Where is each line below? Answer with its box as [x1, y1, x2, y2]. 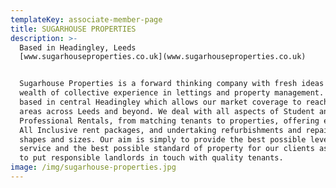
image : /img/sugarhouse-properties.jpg [10, 162, 177, 173]
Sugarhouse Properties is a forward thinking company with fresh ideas [19, 79, 325, 89]
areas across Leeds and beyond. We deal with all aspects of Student [19, 106, 315, 116]
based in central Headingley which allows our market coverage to [19, 97, 302, 107]
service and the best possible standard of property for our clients [19, 144, 315, 154]
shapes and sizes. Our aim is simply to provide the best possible [19, 134, 307, 145]
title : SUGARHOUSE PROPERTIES [10, 24, 137, 34]
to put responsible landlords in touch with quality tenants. [19, 153, 284, 163]
